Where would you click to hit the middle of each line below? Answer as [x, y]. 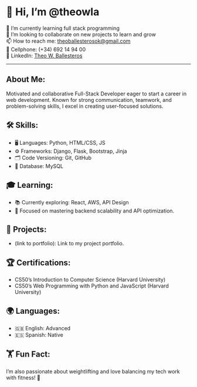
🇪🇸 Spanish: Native [39, 335]
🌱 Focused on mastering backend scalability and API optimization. [94, 211]
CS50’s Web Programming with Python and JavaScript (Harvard [91, 286]
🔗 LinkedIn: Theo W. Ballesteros [44, 56]
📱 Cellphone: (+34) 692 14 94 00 [46, 49]
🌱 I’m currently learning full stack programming [63, 28]
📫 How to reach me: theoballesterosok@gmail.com [68, 41]
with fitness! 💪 [23, 378]
